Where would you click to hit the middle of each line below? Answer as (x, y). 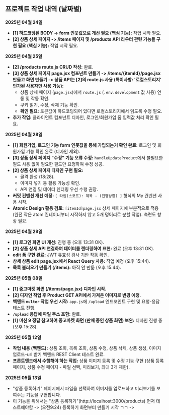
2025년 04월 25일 (24, 56)
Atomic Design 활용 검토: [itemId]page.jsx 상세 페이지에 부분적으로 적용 (86, 208)
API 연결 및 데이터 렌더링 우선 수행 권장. (59, 189)
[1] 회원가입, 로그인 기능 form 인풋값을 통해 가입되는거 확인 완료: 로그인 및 (84, 145)
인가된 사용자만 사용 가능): (38, 86)
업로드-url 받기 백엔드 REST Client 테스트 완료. (58, 354)
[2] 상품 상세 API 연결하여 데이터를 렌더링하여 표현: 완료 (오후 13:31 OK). (83, 248)
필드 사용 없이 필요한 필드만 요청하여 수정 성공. (58, 164)
